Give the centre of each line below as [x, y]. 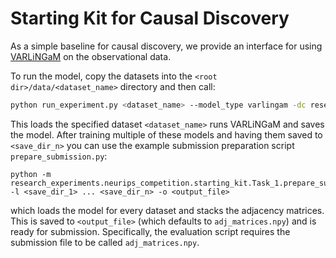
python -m [31, 174]
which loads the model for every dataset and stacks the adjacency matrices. [167, 210]
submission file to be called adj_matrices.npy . [105, 242]
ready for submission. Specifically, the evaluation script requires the [150, 231]
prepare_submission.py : [59, 156]
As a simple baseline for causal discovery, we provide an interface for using [166, 46]
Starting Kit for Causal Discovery [150, 18]
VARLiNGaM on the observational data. [91, 56]
